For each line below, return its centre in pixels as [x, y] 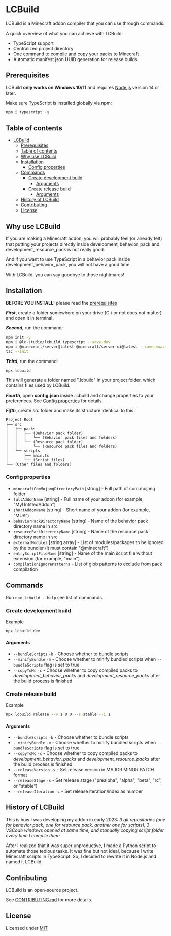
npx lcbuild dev [23, 631]
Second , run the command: [35, 328]
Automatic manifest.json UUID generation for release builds [75, 59]
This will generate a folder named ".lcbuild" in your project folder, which [81, 380]
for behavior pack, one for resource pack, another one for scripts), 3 [78, 825]
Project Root [20, 420]
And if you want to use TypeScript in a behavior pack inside [68, 259]
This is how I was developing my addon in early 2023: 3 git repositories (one [85, 820]
